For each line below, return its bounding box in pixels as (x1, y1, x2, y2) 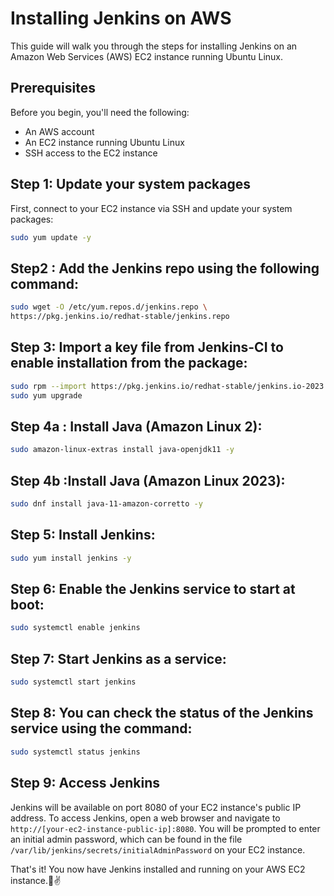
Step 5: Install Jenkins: (10, 527, 156, 544)
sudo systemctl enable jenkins (10, 623, 141, 633)
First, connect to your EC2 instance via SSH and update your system (10, 202, 293, 214)
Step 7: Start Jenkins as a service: (10, 650, 227, 667)
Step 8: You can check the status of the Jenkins (10, 705, 314, 722)
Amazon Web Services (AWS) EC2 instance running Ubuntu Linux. (10, 50, 284, 62)
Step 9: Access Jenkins (10, 775, 161, 792)
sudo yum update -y (10, 232, 92, 242)
